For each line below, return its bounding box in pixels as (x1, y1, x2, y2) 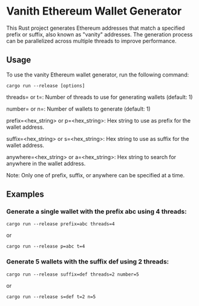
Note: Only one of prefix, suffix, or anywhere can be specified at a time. (6, 171, 185, 178)
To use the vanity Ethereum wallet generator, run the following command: (6, 71, 189, 78)
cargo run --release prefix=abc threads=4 (6, 221, 115, 227)
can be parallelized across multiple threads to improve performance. (6, 37, 177, 44)
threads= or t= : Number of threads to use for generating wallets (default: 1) (6, 93, 193, 101)
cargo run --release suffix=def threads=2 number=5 (6, 271, 139, 277)
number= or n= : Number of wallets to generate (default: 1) (6, 105, 151, 112)
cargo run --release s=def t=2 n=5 (6, 293, 96, 300)
